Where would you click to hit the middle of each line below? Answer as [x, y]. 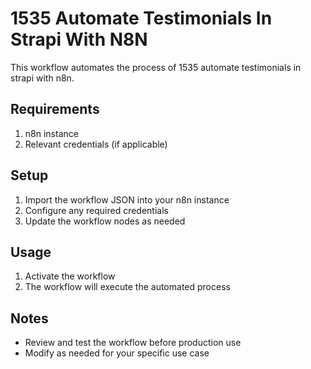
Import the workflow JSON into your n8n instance [127, 199]
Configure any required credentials [96, 210]
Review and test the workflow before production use [133, 343]
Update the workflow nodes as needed [105, 221]
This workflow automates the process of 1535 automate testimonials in [156, 67]
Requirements [55, 109]
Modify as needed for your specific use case [117, 353]
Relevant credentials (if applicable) [96, 144]
